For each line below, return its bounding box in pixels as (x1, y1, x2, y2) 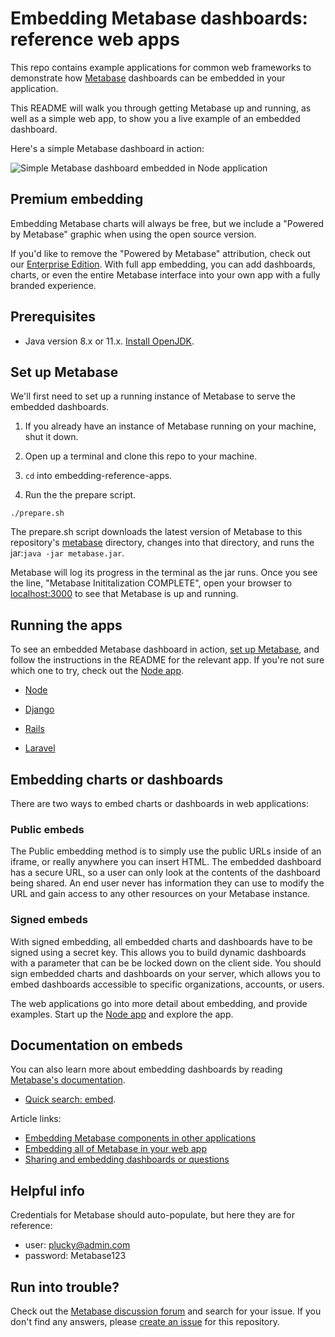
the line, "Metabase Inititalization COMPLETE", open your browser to (10, 577, 293, 589)
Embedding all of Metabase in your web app (24, 1143, 207, 1155)
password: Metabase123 (24, 1250, 127, 1262)
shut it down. (24, 431, 79, 443)
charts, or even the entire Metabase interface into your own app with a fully (10, 268, 321, 281)
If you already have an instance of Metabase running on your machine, (24, 420, 317, 432)
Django (24, 703, 55, 716)
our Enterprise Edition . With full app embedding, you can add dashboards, (10, 258, 316, 270)
